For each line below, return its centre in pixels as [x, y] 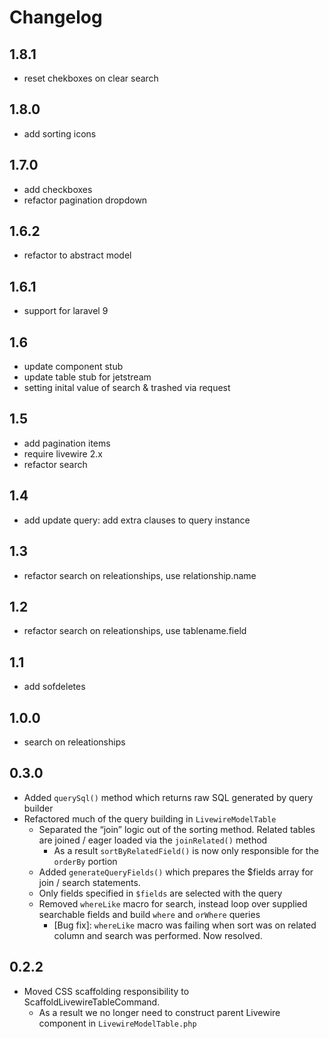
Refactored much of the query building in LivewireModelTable [150, 818]
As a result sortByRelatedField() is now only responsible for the [186, 850]
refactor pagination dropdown [85, 200]
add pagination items [67, 443]
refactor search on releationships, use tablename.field [135, 631]
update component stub [73, 367]
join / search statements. [89, 882]
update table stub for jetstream [87, 377]
